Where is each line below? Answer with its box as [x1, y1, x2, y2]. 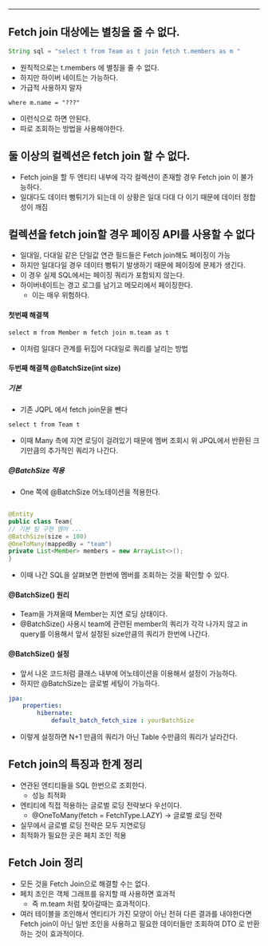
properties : [22, 701, 62, 710]
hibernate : [37, 709, 73, 717]
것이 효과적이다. [34, 928, 85, 938]
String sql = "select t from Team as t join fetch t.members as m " [8, 47, 241, 55]
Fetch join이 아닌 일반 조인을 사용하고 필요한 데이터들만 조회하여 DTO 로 [19, 919, 246, 928]
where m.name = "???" [8, 98, 81, 106]
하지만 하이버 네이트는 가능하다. [19, 73, 118, 82]
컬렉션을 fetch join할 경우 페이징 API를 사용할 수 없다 [8, 227, 255, 241]
